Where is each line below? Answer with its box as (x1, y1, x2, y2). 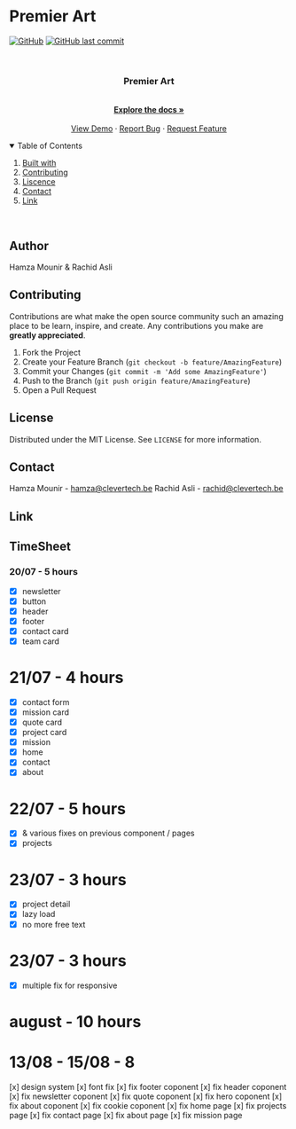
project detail (21, 898, 71, 910)
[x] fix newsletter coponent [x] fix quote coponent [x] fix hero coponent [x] (9, 1091, 283, 1102)
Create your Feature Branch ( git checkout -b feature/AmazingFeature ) (21, 357, 283, 367)
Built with (21, 158, 57, 169)
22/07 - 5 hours (9, 798, 127, 819)
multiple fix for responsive (21, 980, 118, 991)
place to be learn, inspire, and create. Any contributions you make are (9, 320, 264, 331)
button (21, 596, 47, 607)
